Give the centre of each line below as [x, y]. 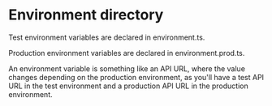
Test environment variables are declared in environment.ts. [107, 37]
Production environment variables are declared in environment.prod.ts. [127, 53]
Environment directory [86, 15]
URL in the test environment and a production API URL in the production [129, 86]
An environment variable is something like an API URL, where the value [127, 68]
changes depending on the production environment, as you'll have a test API [136, 77]
